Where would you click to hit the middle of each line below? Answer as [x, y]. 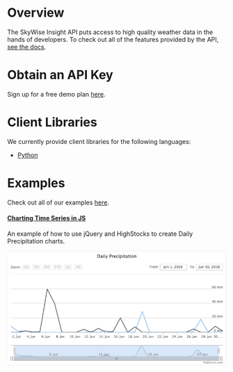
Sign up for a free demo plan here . [56, 94]
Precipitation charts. [36, 241]
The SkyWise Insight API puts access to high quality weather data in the [110, 32]
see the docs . [27, 47]
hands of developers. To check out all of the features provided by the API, [113, 39]
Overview [36, 13]
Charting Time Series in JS [47, 218]
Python [27, 155]
